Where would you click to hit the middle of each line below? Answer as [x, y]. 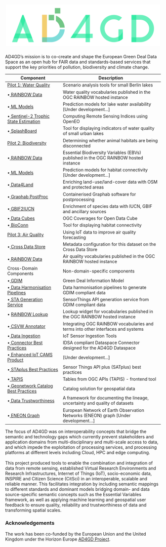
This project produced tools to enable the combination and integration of [79, 463]
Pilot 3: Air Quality [25, 235]
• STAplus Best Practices [33, 370]
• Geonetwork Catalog [30, 386]
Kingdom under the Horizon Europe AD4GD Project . [58, 539]
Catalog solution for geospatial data [99, 389]
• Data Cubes [21, 218]
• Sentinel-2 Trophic [28, 116]
